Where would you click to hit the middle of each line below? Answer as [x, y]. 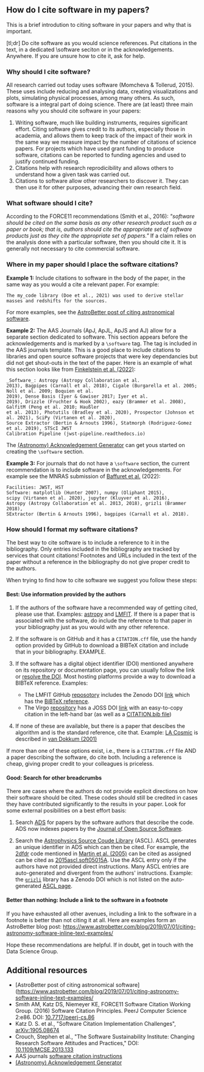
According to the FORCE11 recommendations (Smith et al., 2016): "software [100, 216]
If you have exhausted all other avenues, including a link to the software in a [101, 914]
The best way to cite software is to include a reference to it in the [88, 542]
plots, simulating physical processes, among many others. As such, [91, 98]
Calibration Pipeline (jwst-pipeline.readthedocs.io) [76, 434]
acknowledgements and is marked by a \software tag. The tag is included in [102, 343]
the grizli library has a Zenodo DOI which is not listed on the [92, 880]
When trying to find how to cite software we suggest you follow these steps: [102, 580]
